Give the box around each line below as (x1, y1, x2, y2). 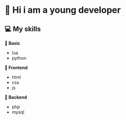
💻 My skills (4, 25, 41, 33)
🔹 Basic (4, 40, 20, 46)
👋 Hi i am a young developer (4, 4, 121, 16)
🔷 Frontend (4, 65, 28, 71)
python (11, 55, 27, 61)
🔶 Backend (4, 94, 27, 100)
